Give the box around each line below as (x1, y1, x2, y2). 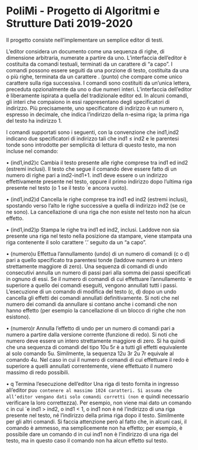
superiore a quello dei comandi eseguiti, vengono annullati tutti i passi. (6, 282, 178, 289)
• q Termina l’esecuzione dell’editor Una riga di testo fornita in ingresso (6, 380, 179, 387)
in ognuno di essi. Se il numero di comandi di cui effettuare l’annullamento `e (6, 275, 192, 282)
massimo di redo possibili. (6, 369, 70, 376)
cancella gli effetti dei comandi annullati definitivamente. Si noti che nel (6, 294, 179, 301)
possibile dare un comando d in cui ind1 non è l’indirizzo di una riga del (6, 430, 178, 438)
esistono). (6, 313, 31, 320)
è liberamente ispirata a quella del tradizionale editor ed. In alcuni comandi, (6, 92, 189, 99)
